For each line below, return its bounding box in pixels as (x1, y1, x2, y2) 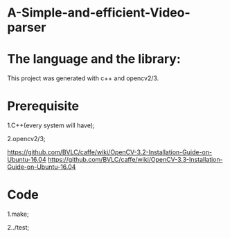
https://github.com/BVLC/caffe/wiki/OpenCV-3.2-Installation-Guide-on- (7, 148, 213, 156)
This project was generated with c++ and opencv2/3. (7, 74, 159, 82)
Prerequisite (7, 98, 80, 114)
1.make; (7, 210, 29, 218)
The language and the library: (7, 51, 182, 67)
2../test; (7, 223, 30, 231)
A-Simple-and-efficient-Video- (7, 5, 191, 21)
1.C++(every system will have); (7, 121, 95, 129)
